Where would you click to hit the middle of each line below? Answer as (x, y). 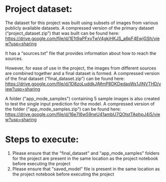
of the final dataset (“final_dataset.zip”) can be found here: (65, 78)
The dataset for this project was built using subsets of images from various (82, 23)
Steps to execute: (42, 140)
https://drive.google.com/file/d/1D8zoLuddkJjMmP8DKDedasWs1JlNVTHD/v (83, 84)
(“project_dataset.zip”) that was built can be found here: (62, 33)
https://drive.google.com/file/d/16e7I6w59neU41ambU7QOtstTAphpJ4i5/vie (83, 114)
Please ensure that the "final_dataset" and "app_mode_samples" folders (86, 153)
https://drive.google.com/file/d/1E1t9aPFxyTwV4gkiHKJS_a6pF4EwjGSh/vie (83, 38)
